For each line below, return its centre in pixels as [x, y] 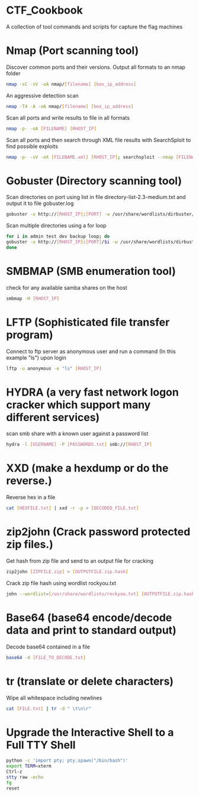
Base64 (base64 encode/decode [89, 617]
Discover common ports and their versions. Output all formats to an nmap [96, 67]
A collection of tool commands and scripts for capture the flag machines [94, 27]
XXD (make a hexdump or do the [87, 468]
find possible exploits [32, 146]
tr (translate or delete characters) [90, 681]
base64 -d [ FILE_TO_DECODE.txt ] [46, 657]
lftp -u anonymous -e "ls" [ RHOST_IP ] [54, 368]
